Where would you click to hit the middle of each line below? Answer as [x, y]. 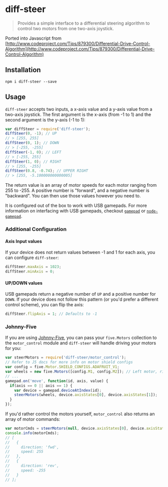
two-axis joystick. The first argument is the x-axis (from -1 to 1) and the [78, 114]
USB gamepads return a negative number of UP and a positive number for [80, 294]
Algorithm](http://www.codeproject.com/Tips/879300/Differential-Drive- [80, 49]
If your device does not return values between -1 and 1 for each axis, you [80, 253]
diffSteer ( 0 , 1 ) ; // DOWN [32, 143]
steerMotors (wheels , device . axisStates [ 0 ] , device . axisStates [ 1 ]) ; [86, 395]
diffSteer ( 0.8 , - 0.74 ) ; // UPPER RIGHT [47, 171]
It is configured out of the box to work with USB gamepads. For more [76, 206]
